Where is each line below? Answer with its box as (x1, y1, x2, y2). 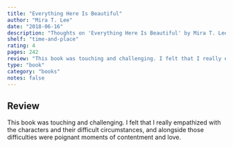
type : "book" (7, 62, 45, 68)
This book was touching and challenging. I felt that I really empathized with (7, 118, 221, 127)
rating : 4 (7, 42, 36, 49)
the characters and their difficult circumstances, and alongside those (7, 126, 205, 134)
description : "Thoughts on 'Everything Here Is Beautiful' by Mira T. (7, 29, 216, 37)
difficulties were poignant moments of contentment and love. (7, 133, 182, 142)
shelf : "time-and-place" (7, 36, 79, 43)
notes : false (7, 74, 45, 82)
